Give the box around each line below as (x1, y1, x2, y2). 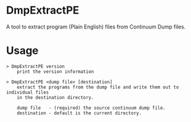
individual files (6, 89, 49, 95)
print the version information (17, 69, 94, 75)
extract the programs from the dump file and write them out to (17, 84, 179, 90)
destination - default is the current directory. (17, 110, 142, 116)
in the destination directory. (17, 94, 94, 101)
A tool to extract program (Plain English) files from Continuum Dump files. (6, 23, 186, 30)
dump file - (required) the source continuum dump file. (17, 105, 166, 111)
